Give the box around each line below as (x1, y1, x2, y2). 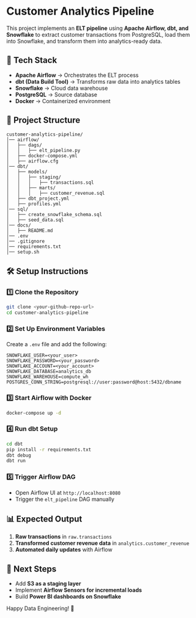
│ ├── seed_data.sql (6, 217, 64, 223)
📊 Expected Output (6, 514, 82, 524)
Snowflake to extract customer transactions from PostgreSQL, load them (6, 31, 191, 38)
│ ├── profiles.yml (6, 200, 62, 207)
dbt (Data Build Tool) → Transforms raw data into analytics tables (15, 78, 181, 85)
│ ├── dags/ (6, 142, 43, 148)
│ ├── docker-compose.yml (6, 153, 78, 159)
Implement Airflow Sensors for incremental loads (15, 586, 142, 594)
